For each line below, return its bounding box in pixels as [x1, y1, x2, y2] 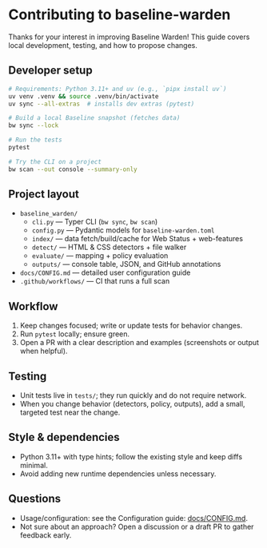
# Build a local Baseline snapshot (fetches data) [8, 114, 181, 122]
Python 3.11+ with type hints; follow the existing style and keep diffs [19, 451, 242, 461]
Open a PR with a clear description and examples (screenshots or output [19, 338, 260, 347]
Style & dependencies [8, 431, 120, 444]
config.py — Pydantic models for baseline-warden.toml [31, 225, 215, 235]
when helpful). [19, 346, 68, 356]
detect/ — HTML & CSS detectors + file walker [31, 242, 187, 252]
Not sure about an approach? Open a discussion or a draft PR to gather [19, 522, 254, 531]
